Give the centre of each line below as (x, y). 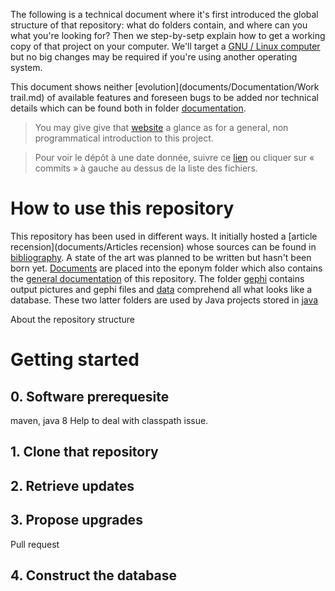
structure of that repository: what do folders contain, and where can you (159, 25)
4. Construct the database (94, 575)
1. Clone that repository (84, 452)
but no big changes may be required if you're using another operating (154, 57)
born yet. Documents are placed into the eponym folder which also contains (166, 268)
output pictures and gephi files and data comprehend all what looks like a (161, 289)
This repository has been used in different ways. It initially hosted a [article (164, 236)
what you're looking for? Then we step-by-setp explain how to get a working (168, 35)
